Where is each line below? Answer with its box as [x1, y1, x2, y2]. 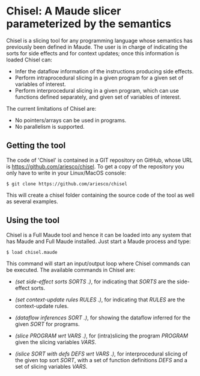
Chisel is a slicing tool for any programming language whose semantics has [6, 37, 193, 44]
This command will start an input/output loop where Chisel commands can [6, 260, 190, 267]
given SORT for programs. [14, 320, 80, 327]
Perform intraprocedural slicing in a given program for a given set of [14, 74, 184, 81]
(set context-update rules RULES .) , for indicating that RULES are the [14, 296, 185, 303]
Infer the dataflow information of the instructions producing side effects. [14, 67, 194, 75]
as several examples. [6, 197, 58, 205]
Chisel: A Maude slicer [6, 4, 121, 18]
